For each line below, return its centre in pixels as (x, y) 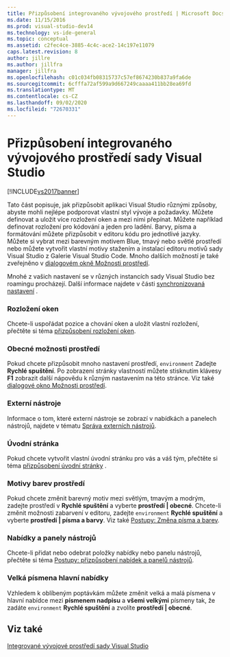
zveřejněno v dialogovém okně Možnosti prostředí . (79, 263)
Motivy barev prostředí (46, 483)
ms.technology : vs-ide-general (52, 33)
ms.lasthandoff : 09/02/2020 (47, 103)
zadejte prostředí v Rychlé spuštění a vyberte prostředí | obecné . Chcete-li (114, 506)
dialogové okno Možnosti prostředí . (57, 386)
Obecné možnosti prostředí (54, 349)
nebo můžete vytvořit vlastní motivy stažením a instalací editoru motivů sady (115, 249)
